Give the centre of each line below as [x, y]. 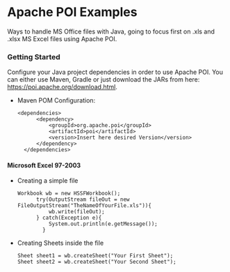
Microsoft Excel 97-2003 [44, 165]
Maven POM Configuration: [56, 100]
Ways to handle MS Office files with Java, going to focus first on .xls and [111, 31]
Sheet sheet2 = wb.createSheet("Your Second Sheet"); [97, 262]
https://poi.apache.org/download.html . [63, 87]
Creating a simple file [48, 181]
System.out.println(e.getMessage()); [103, 224]
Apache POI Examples [72, 12]
